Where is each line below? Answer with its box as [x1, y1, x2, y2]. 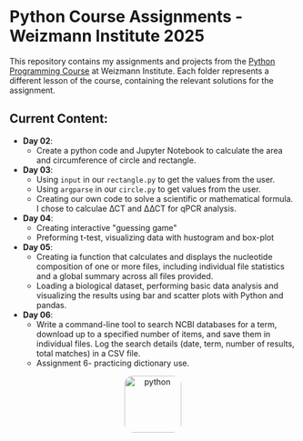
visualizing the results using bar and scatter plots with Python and [35, 289, 284, 301]
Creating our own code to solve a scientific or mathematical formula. [35, 193, 294, 204]
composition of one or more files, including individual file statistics [35, 261, 285, 272]
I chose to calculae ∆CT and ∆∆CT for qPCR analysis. [35, 203, 237, 214]
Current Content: [9, 111, 108, 126]
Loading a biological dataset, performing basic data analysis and [35, 280, 279, 291]
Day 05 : [22, 241, 53, 252]
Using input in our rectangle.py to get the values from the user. [35, 174, 276, 185]
